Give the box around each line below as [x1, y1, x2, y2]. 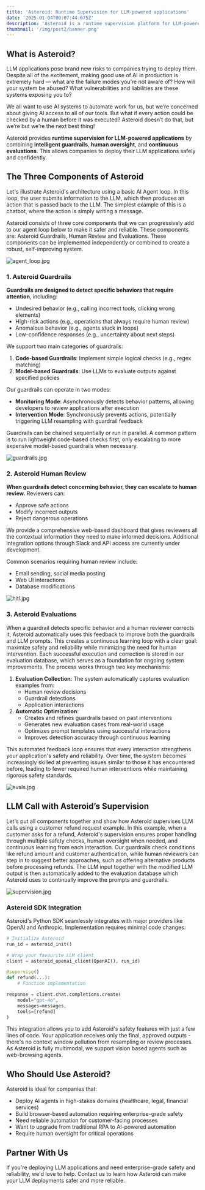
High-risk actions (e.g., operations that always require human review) [15, 318, 190, 325]
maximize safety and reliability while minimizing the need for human [6, 643, 177, 651]
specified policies [15, 374, 60, 382]
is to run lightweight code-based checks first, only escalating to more [6, 436, 181, 443]
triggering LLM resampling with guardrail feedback [15, 417, 143, 425]
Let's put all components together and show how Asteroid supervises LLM [6, 817, 193, 825]
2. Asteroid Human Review [6, 469, 87, 478]
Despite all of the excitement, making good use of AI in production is [6, 72, 178, 79]
